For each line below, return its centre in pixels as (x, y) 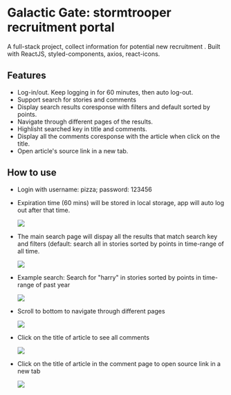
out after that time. (44, 210)
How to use (32, 173)
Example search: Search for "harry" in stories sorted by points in (109, 277)
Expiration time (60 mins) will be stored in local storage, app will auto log (121, 202)
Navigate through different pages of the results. (85, 122)
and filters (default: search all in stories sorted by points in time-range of (121, 244)
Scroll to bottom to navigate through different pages (91, 311)
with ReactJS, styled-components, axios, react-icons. (84, 54)
